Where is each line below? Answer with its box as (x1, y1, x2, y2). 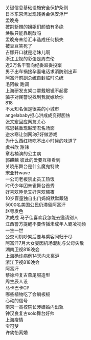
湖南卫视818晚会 (5, 246, 40, 252)
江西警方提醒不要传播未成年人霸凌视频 (5, 221, 86, 226)
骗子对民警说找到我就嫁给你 (5, 94, 64, 100)
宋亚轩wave (5, 170, 30, 175)
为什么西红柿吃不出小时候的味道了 (5, 138, 77, 144)
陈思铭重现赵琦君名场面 (5, 125, 55, 131)
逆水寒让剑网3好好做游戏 (5, 131, 58, 137)
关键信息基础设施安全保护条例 (5, 5, 68, 10)
